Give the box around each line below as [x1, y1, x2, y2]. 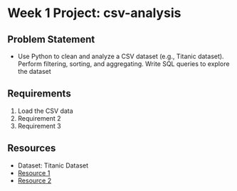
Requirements [7, 87, 71, 100]
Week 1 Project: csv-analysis [7, 5, 181, 21]
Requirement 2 [17, 114, 61, 122]
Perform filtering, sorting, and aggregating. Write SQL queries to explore [17, 60, 230, 68]
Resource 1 [17, 168, 51, 177]
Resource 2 [17, 176, 52, 185]
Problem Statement [7, 33, 95, 45]
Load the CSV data [17, 107, 73, 115]
